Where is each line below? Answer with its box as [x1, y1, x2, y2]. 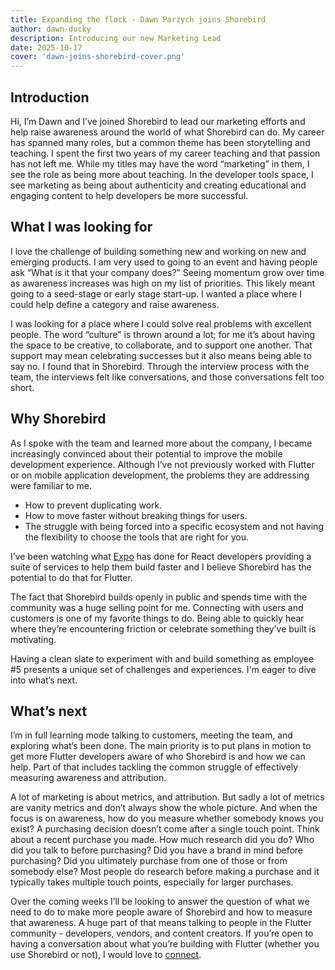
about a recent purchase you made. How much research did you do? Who [10, 834, 315, 846]
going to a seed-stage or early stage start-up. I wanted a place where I [10, 287, 303, 300]
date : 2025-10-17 [10, 42, 83, 53]
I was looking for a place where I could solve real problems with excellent [10, 317, 312, 330]
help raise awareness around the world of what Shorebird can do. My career [10, 126, 325, 138]
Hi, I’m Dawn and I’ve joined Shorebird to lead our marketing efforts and [10, 115, 306, 127]
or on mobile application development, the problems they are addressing [10, 469, 310, 481]
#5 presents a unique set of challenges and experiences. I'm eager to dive [10, 663, 317, 675]
